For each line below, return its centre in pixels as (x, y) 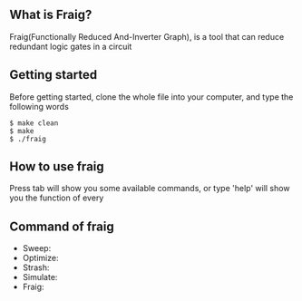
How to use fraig (57, 167)
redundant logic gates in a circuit (71, 46)
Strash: (36, 267)
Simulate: (40, 277)
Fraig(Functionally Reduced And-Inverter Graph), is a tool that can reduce (147, 36)
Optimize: (40, 258)
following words (39, 106)
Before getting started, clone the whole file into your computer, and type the (151, 97)
